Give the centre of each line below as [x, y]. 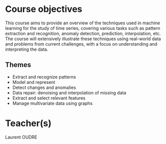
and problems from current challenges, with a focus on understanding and [81, 44]
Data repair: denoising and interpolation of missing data [69, 92]
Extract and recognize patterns [44, 77]
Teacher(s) [28, 123]
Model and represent [34, 82]
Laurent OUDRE [21, 137]
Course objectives [44, 9]
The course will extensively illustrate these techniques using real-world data [83, 39]
